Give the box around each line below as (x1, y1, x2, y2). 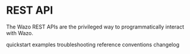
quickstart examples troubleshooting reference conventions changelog (6, 41, 180, 48)
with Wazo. (6, 29, 34, 36)
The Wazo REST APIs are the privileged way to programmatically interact (6, 23, 185, 30)
